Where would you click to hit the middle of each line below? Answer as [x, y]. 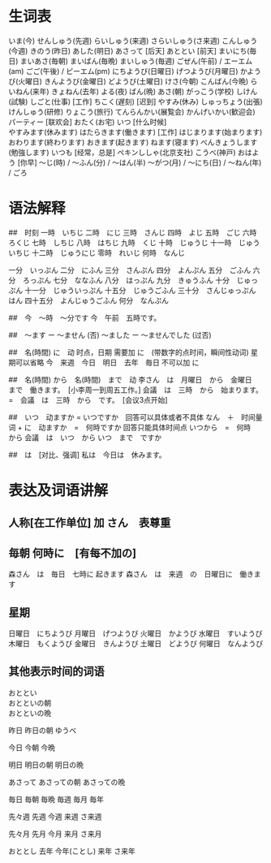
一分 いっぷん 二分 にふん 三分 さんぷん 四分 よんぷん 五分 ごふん [130, 270]
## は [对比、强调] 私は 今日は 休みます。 [87, 455]
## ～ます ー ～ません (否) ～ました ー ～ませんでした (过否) [110, 334]
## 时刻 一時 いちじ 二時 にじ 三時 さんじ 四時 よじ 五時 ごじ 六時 [133, 232]
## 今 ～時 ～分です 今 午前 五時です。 [85, 317]
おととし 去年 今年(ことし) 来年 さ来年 [72, 851]
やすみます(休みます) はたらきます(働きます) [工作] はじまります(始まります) [135, 132]
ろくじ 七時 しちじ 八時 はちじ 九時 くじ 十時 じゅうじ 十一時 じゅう [134, 242]
